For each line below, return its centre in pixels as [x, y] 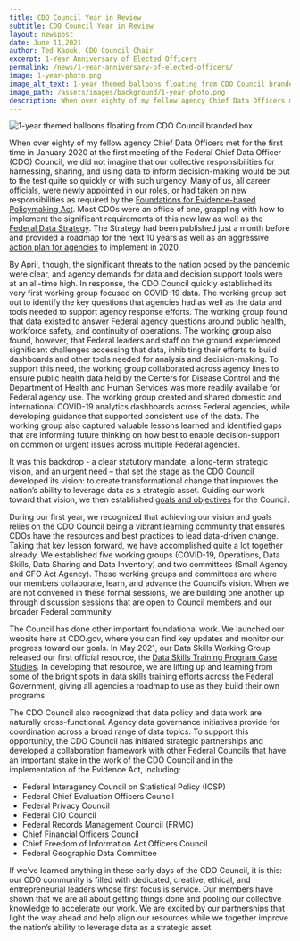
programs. [28, 696]
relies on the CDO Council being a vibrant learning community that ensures [147, 526]
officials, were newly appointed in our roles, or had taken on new [128, 190]
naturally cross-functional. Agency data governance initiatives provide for [145, 722]
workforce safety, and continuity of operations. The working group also [141, 331]
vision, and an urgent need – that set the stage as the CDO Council [132, 471]
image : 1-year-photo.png [55, 76]
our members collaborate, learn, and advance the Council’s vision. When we [150, 583]
